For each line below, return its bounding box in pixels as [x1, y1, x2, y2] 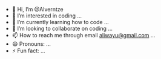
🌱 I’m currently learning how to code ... [11, 19, 109, 25]
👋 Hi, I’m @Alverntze [11, 6, 64, 13]
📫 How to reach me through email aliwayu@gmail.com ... [11, 32, 156, 39]
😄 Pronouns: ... [11, 40, 51, 48]
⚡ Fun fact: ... [11, 47, 45, 54]
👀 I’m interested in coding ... [11, 12, 82, 19]
